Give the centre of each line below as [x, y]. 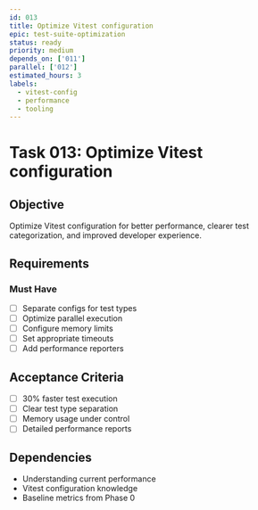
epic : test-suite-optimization [67, 34]
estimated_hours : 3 [46, 76]
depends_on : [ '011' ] [48, 59]
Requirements [49, 263]
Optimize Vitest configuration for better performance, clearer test [129, 226]
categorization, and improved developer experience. [106, 235]
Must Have [33, 289]
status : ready [36, 42]
